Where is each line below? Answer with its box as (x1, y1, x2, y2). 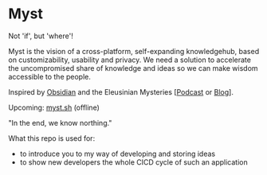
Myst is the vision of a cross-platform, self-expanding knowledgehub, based (8, 46, 260, 56)
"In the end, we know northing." (8, 118, 112, 127)
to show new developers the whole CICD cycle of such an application (19, 157, 249, 167)
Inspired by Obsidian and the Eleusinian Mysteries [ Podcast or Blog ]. (8, 87, 234, 96)
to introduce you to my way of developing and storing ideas (19, 149, 216, 158)
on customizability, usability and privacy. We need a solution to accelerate (8, 55, 251, 64)
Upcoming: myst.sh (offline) (8, 103, 100, 112)
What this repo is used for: (8, 133, 96, 143)
